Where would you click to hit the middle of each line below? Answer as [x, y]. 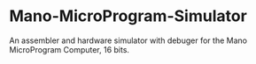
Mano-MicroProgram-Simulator [128, 16]
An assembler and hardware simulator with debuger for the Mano [128, 40]
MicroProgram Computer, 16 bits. [70, 49]
